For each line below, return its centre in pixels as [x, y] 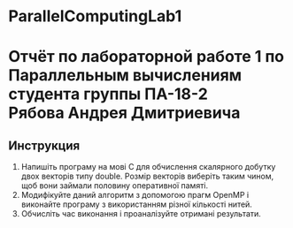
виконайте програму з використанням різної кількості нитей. [137, 204]
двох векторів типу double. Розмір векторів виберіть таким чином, [147, 176]
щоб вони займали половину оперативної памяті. [115, 186]
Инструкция [44, 145]
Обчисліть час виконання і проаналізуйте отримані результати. [141, 214]
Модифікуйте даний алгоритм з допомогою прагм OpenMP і [135, 195]
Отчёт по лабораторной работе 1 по [146, 57]
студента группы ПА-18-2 [108, 94]
